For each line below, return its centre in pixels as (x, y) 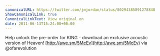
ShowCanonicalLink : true (31, 14)
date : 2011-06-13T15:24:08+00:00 (40, 24)
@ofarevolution (21, 48)
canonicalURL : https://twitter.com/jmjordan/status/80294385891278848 (80, 10)
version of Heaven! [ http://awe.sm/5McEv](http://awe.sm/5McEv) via (76, 43)
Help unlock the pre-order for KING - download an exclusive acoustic (76, 38)
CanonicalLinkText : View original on (44, 19)
